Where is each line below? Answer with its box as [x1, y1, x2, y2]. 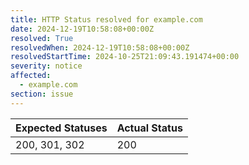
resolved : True [10, 33, 74, 43]
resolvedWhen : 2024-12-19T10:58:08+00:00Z [10, 42, 190, 53]
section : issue [10, 89, 74, 99]
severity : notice [10, 61, 83, 71]
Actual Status [116, 121, 183, 135]
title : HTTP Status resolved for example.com [10, 14, 203, 25]
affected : [10, 71, 52, 81]
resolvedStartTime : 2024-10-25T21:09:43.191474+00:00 [10, 52, 240, 62]
